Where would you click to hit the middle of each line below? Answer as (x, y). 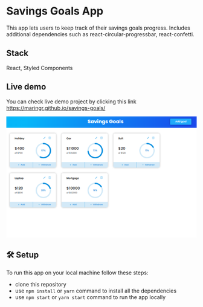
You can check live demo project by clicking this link (72, 102)
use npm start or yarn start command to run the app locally (90, 297)
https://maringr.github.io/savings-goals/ (56, 108)
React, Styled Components (40, 68)
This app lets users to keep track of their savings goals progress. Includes (98, 28)
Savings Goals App (55, 11)
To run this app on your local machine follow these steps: (77, 273)
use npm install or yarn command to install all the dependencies (96, 291)
